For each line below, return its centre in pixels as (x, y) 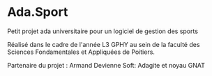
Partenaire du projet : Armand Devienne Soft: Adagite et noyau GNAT (106, 65)
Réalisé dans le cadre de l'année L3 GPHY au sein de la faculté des (104, 44)
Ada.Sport (38, 12)
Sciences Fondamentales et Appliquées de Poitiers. (81, 52)
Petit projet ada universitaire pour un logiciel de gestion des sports (103, 31)
